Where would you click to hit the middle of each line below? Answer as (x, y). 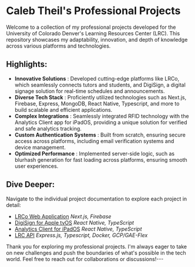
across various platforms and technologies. (58, 46)
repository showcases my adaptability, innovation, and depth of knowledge (97, 39)
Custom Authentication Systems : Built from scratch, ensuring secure (100, 135)
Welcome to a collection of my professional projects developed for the (91, 27)
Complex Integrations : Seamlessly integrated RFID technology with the (102, 116)
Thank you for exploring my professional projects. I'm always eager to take (96, 246)
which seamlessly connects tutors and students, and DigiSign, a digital (100, 85)
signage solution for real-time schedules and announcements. (90, 91)
